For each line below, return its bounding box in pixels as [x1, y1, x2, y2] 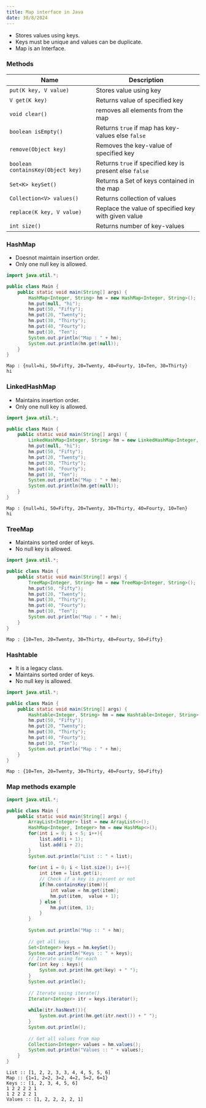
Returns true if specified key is [96, 159, 185, 167]
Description [128, 75, 164, 84]
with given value [96, 212, 143, 220]
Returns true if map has [96, 123, 164, 132]
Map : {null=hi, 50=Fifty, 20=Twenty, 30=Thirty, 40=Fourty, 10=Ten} [6, 505, 188, 511]
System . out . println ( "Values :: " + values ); [28, 1047, 144, 1053]
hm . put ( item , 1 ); [50, 904, 95, 911]
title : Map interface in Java [6, 9, 84, 15]
